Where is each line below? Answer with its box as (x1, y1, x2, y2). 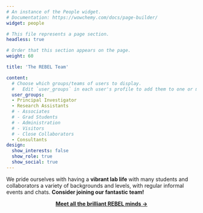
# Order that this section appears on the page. (6, 48, 131, 54)
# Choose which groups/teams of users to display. (11, 80, 142, 86)
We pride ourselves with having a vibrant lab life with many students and (6, 176, 188, 183)
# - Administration (11, 119, 61, 126)
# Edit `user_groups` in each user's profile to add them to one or (11, 86, 193, 92)
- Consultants (11, 136, 47, 142)
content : (6, 75, 28, 81)
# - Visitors (11, 125, 45, 132)
